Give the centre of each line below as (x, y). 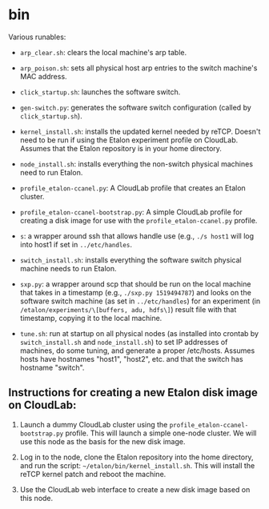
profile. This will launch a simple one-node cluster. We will (161, 433)
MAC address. (43, 76)
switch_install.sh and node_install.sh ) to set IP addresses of (124, 342)
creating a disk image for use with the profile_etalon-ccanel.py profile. (139, 220)
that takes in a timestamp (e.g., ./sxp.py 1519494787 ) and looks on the (136, 292)
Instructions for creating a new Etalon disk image (133, 393)
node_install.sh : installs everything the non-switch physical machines (137, 164)
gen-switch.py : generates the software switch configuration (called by (136, 107)
